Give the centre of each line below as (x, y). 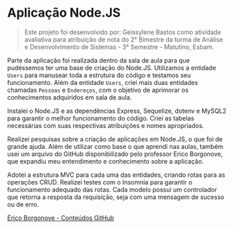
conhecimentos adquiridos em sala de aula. (70, 97)
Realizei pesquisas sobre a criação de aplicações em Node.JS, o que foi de (115, 139)
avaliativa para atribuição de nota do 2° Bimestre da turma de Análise (123, 39)
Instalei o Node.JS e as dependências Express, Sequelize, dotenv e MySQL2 (117, 111)
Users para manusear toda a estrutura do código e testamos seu (99, 75)
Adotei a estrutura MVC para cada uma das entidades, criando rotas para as (116, 175)
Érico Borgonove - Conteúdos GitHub (61, 218)
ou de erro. (23, 204)
